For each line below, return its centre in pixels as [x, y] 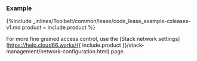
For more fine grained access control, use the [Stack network [81, 39]
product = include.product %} [59, 27]
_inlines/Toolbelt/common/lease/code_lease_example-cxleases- [112, 21]
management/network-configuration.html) [58, 52]
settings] [169, 39]
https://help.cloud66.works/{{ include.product [64, 45]
